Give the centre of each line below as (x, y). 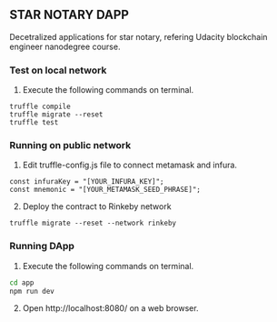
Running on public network (70, 146)
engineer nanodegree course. (65, 46)
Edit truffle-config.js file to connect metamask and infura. (130, 165)
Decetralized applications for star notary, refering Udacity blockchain (138, 36)
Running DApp (42, 247)
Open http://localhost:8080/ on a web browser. (110, 308)
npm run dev (32, 291)
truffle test (34, 123)
